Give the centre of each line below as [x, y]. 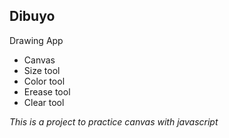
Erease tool [47, 91]
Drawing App [36, 40]
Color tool [44, 81]
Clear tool [44, 102]
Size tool [42, 70]
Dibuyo [32, 16]
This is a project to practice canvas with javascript [114, 121]
